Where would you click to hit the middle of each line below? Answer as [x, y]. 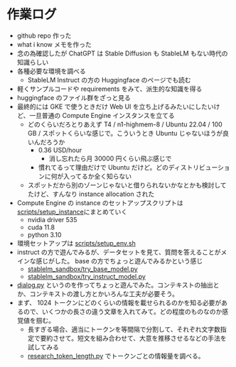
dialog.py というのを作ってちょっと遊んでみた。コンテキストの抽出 [115, 285]
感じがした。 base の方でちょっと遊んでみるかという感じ [119, 261]
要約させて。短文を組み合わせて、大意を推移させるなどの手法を [133, 338]
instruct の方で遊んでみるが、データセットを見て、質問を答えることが [119, 252]
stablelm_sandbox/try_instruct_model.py [87, 276]
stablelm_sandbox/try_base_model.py [82, 269]
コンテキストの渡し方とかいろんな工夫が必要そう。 [104, 294]
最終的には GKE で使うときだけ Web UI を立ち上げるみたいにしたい [115, 106]
